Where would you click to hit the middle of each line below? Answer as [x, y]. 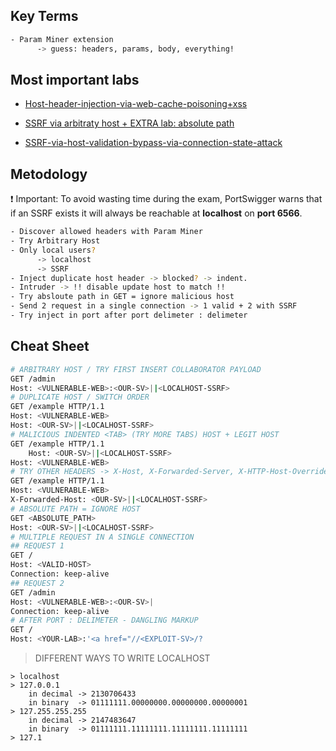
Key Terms [44, 16]
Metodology [49, 174]
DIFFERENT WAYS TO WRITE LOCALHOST [122, 658]
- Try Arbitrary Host [55, 241]
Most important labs [75, 79]
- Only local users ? [53, 250]
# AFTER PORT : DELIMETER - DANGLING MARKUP [104, 620]
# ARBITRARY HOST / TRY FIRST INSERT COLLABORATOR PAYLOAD [136, 369]
